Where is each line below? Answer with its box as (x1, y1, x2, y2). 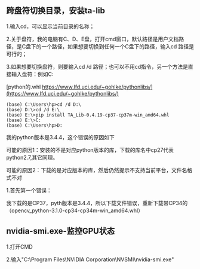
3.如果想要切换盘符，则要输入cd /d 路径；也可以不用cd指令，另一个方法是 (6, 63, 188, 70)
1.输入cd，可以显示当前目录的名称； (6, 23, 95, 30)
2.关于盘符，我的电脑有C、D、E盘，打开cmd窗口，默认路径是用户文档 (6, 35, 179, 42)
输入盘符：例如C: (11, 71, 54, 78)
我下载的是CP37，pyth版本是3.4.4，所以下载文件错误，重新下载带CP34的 (6, 199, 188, 206)
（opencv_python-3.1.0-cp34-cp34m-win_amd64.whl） (6, 207, 144, 214)
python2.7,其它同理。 (6, 154, 59, 161)
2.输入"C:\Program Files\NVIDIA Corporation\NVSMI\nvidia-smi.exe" (6, 256, 174, 263)
